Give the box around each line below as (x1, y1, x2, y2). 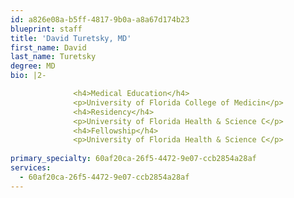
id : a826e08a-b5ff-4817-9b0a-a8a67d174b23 (10, 14, 190, 25)
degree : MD (10, 61, 56, 71)
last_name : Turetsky (10, 52, 97, 62)
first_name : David (10, 42, 87, 53)
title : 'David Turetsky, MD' (10, 33, 132, 43)
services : (10, 163, 52, 173)
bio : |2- (10, 71, 47, 81)
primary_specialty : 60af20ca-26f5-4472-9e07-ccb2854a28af (10, 154, 257, 164)
